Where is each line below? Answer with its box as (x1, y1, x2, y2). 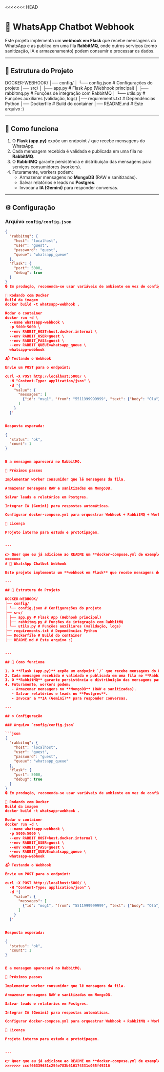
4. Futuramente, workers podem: (5, 682, 71, 687)
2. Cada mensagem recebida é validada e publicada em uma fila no (5, 673, 143, 678)
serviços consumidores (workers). (12, 164, 82, 170)
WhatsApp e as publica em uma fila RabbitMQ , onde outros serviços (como (5, 43, 157, 49)
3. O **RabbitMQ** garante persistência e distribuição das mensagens (5, 678, 152, 682)
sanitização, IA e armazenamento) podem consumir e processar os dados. (5, 48, 155, 53)
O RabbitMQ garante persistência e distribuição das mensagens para (12, 158, 152, 164)
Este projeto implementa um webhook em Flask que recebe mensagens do (5, 37, 157, 43)
